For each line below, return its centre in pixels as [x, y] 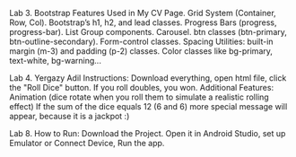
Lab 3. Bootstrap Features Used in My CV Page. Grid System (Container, [143, 13]
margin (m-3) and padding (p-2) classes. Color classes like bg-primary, [141, 51]
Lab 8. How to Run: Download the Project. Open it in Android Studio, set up [148, 133]
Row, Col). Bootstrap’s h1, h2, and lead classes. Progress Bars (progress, [143, 22]
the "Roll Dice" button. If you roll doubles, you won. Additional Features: [142, 87]
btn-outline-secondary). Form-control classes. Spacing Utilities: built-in [141, 41]
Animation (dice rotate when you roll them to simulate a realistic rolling [139, 97]
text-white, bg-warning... [55, 61]
